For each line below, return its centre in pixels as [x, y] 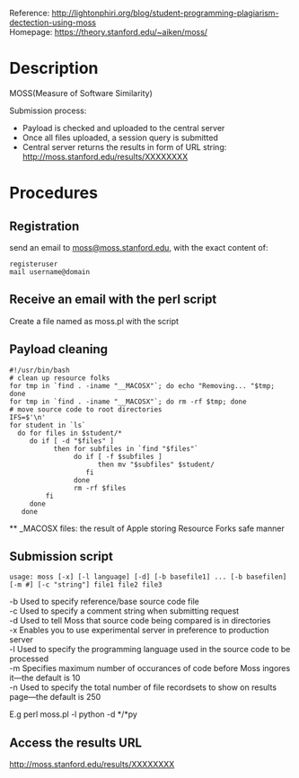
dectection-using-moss [53, 22]
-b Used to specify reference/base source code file [104, 602]
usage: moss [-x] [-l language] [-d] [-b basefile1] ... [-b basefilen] [148, 577]
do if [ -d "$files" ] [72, 441]
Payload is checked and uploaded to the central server [123, 128]
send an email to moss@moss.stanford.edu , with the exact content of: [139, 247]
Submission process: [48, 111]
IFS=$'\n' [28, 417]
